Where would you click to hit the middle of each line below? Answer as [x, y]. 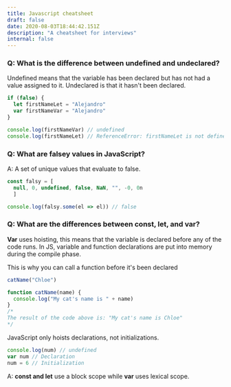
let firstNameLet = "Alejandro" [60, 105]
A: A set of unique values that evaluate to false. [74, 169]
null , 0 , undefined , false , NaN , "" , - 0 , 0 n [78, 188]
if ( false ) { [26, 98]
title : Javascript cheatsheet [51, 13]
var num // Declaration [41, 356]
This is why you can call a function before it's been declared [92, 267]
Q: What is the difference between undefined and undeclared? [113, 63]
